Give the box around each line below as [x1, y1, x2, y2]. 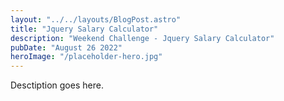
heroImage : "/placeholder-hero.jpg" [10, 52, 163, 62]
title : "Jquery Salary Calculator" [10, 24, 159, 34]
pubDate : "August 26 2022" [10, 42, 123, 53]
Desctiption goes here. [10, 79, 104, 91]
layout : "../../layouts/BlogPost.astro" [10, 14, 182, 25]
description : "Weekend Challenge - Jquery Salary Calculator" [10, 33, 275, 43]
